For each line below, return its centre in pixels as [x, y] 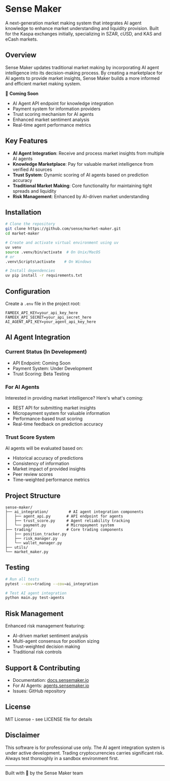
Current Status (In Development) [46, 352]
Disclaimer [23, 735]
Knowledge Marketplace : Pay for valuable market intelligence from [83, 164]
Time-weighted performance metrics [51, 480]
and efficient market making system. [43, 83]
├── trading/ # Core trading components [64, 530]
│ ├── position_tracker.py [36, 534]
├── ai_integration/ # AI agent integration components [74, 512]
